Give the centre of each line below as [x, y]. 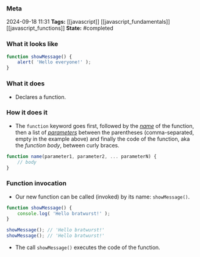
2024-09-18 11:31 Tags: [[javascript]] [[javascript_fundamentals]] [88, 22]
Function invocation [37, 183]
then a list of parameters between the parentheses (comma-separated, [105, 132]
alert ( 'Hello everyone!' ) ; [54, 62]
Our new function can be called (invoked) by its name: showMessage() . [102, 197]
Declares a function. [41, 97]
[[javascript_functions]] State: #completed [60, 28]
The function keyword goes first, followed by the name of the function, [105, 125]
